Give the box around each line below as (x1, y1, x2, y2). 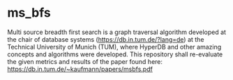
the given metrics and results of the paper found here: (7, 57, 163, 65)
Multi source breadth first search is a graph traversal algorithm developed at (7, 28, 227, 36)
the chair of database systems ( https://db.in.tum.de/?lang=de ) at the (7, 35, 204, 43)
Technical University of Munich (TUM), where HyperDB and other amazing (7, 42, 222, 51)
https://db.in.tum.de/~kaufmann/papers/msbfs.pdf (7, 65, 153, 73)
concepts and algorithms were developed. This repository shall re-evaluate (7, 50, 223, 58)
